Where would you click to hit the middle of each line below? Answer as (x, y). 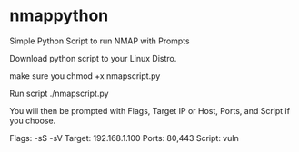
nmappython (59, 16)
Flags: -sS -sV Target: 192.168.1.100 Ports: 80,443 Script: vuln (124, 138)
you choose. (33, 120)
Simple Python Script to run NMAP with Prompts (100, 41)
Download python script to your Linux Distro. (93, 58)
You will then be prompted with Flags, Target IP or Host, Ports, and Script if (150, 110)
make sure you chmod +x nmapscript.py (85, 76)
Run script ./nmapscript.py (59, 93)
